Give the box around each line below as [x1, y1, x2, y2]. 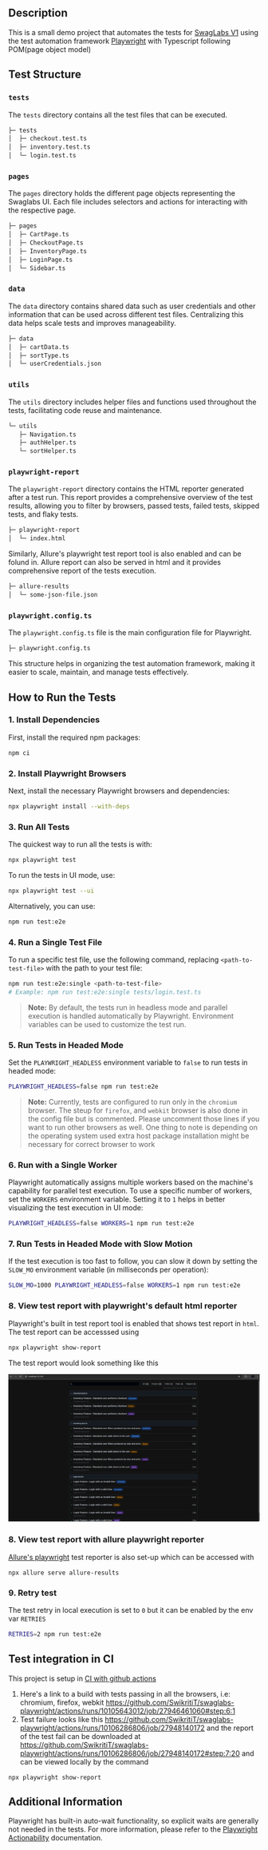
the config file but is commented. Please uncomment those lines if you [27, 1114, 260, 1123]
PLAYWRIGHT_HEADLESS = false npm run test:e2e [8, 1082, 159, 1091]
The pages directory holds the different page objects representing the [8, 189, 236, 198]
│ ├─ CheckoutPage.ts [8, 239, 84, 247]
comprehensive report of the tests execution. [8, 566, 157, 576]
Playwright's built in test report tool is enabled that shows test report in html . [8, 1318, 259, 1328]
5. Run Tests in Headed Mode [8, 1039, 124, 1050]
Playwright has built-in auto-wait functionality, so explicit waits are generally [8, 1816, 259, 1826]
